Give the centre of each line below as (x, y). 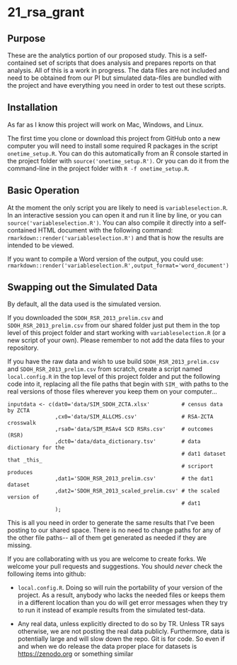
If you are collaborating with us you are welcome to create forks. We (107, 559)
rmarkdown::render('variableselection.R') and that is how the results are (116, 237)
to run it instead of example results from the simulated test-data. (111, 610)
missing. (19, 546)
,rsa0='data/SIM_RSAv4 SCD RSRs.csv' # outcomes (134, 429)
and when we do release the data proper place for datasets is (107, 647)
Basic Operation (44, 190)
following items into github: (47, 574)
